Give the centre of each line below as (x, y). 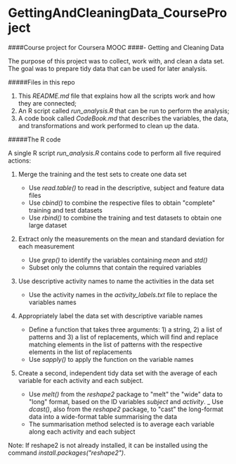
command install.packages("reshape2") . (67, 453)
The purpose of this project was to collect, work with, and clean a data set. (116, 61)
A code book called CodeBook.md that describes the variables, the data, (123, 118)
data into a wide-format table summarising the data (103, 416)
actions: (19, 161)
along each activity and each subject (82, 432)
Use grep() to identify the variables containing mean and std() (118, 260)
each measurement (46, 246)
